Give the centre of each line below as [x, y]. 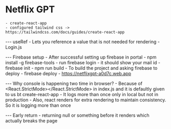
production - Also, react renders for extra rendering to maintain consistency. [86, 100]
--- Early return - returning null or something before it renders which [77, 115]
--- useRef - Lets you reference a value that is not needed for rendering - [83, 42]
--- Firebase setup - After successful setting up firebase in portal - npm [81, 57]
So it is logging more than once [38, 105]
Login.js [14, 47]
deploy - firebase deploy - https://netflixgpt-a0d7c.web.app [68, 73]
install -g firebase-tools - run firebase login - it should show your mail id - [83, 62]
